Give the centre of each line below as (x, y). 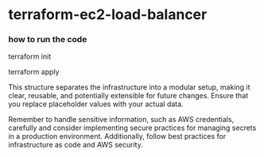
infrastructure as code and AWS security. (76, 145)
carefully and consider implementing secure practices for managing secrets (132, 128)
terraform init (30, 56)
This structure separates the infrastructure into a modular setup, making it (129, 87)
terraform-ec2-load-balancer (108, 15)
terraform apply (34, 72)
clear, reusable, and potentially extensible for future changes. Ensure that (128, 96)
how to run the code (48, 40)
